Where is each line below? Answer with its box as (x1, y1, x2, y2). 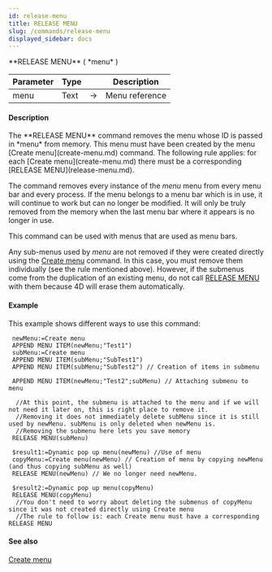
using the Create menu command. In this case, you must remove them (8, 255, 244, 265)
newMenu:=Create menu (11, 334, 85, 343)
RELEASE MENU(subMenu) (11, 434, 89, 442)
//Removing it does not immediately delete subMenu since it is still (15, 413, 260, 421)
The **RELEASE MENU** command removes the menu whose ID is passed (8, 131, 263, 141)
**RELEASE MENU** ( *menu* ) (8, 57, 119, 67)
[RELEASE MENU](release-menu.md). (8, 165, 135, 175)
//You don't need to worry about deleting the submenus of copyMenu (15, 498, 253, 506)
